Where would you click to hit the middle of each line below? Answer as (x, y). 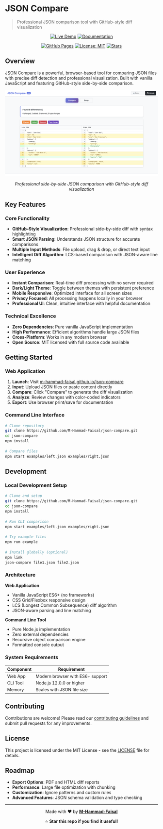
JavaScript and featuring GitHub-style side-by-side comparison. (69, 83)
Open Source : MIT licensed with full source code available (71, 342)
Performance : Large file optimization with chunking (64, 787)
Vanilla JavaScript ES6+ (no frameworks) (53, 595)
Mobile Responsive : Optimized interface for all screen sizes (72, 293)
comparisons (25, 244)
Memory (16, 690)
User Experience (25, 272)
